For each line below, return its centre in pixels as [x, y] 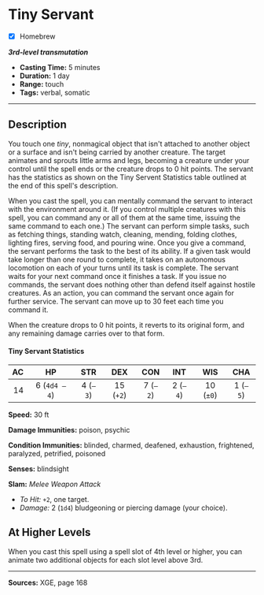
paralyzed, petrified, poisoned [57, 454]
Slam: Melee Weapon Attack [55, 484]
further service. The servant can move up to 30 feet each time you [116, 301]
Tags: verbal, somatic [55, 93]
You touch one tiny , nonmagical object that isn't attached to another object [129, 143]
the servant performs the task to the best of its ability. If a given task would [130, 251]
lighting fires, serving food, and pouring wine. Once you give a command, [127, 243]
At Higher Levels [49, 532]
